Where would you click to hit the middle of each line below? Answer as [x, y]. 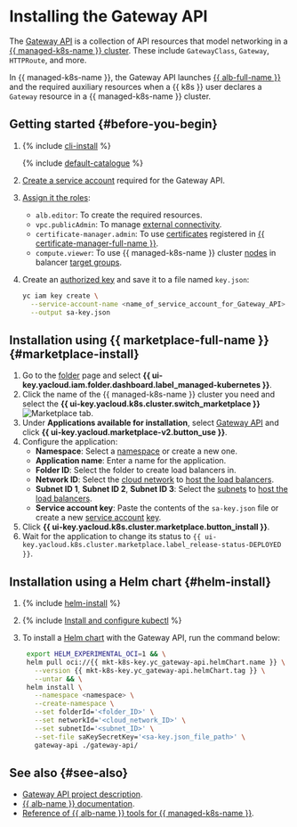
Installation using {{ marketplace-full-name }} [139, 340]
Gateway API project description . [82, 794]
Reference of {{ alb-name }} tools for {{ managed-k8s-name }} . [138, 814]
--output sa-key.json [71, 312]
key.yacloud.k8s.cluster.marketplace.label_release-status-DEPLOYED [152, 545]
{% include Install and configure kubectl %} [102, 620]
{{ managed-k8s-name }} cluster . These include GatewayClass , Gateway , [139, 50]
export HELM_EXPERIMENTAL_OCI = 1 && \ [96, 654]
